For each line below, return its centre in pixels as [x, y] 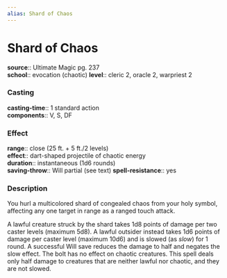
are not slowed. [30, 269]
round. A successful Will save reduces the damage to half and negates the [113, 247]
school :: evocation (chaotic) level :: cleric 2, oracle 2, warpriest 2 [100, 74]
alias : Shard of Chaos [40, 14]
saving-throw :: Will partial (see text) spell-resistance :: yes [92, 170]
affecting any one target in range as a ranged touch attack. [91, 211]
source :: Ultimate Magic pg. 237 [53, 67]
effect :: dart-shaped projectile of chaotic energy [76, 156]
